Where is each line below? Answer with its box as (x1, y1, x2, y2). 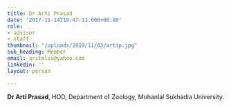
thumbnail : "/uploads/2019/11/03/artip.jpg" (7, 42, 138, 49)
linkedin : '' (7, 61, 45, 68)
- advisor (7, 29, 36, 36)
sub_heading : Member (7, 49, 67, 56)
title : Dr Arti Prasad (7, 10, 73, 17)
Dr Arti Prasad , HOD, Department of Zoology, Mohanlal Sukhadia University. (7, 92, 225, 100)
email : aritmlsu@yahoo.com (7, 55, 85, 62)
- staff (7, 36, 30, 43)
